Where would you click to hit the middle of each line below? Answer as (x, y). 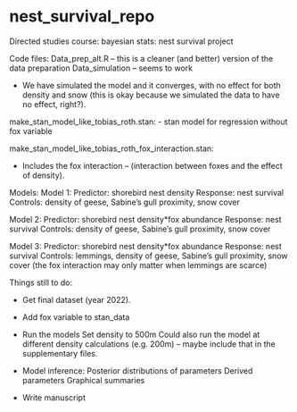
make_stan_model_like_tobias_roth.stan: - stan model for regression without (148, 122)
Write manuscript (54, 397)
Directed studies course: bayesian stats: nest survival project (121, 41)
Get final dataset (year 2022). (76, 299)
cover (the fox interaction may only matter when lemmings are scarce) (138, 265)
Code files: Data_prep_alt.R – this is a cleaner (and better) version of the (141, 58)
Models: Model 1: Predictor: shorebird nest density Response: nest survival (146, 192)
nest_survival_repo (82, 17)
